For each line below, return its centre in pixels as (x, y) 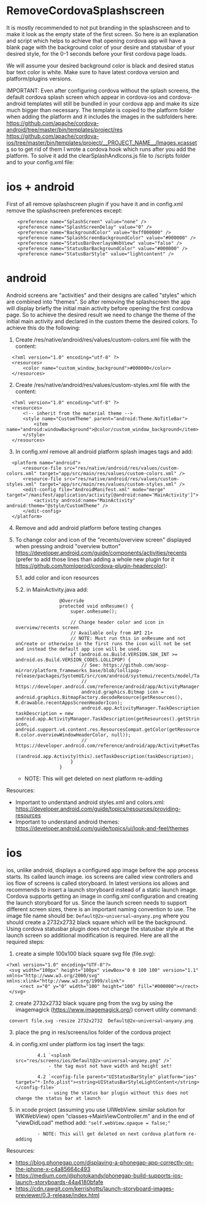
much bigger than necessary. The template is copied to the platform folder (100, 110)
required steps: (25, 941)
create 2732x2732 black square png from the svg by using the (94, 1003)
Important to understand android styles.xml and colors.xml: (90, 802)
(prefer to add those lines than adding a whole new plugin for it (95, 559)
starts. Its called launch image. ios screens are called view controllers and (100, 876)
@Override (72, 601)
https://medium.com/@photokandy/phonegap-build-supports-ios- (99, 1176)
